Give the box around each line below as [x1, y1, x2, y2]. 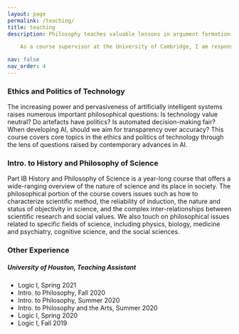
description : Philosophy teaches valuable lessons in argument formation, [7, 30, 234, 38]
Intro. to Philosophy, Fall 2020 [17, 288, 105, 297]
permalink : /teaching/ [7, 17, 75, 24]
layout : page [7, 10, 46, 18]
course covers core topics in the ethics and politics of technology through [7, 133, 224, 141]
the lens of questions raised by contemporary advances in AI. [7, 141, 188, 149]
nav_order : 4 [7, 63, 46, 70]
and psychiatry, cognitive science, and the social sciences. [7, 228, 180, 236]
